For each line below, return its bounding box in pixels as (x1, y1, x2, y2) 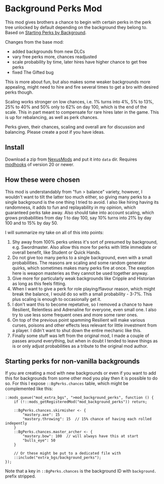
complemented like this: (5, 386, 53, 392)
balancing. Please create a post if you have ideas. (5, 129, 105, 135)
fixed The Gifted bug (12, 69, 54, 75)
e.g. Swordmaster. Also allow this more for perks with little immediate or (12, 244, 157, 250)
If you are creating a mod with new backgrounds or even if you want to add (5, 370, 156, 376)
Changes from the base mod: (5, 39, 64, 45)
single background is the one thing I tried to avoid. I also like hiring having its (5, 199, 159, 205)
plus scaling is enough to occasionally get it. (12, 296, 102, 302)
